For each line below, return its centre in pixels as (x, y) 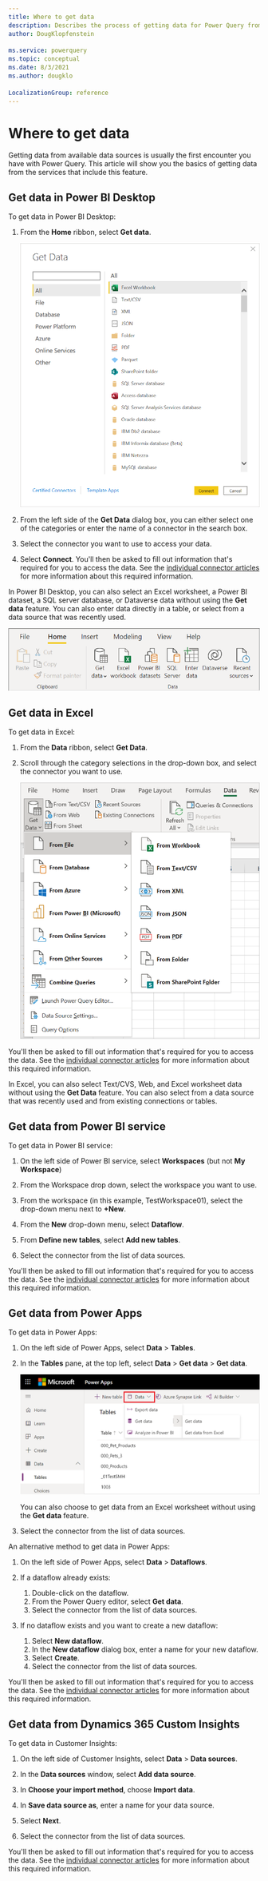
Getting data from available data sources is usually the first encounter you (130, 155)
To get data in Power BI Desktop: (62, 217)
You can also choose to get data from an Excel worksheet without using (138, 1507)
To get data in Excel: (42, 732)
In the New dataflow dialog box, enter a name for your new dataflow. (145, 1649)
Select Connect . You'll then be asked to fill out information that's (126, 559)
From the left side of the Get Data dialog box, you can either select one (136, 520)
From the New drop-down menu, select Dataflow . (102, 1225)
